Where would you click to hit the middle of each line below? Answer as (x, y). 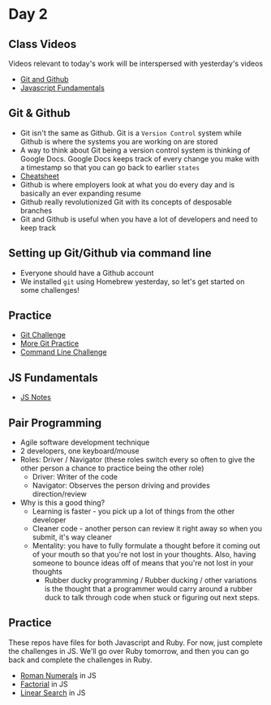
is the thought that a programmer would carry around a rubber (148, 589)
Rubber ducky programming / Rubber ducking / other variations (151, 580)
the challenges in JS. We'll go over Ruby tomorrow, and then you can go (129, 651)
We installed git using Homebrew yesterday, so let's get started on (132, 282)
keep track (38, 227)
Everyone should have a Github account (87, 273)
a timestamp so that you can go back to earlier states (110, 167)
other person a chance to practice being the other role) (112, 468)
